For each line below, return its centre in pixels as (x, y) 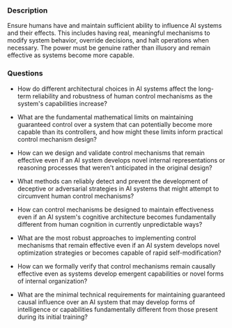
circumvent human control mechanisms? (76, 196)
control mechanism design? (57, 139)
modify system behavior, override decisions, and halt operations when (108, 40)
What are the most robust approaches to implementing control (107, 238)
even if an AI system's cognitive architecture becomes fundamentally (117, 217)
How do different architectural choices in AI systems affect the (107, 89)
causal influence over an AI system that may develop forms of (106, 301)
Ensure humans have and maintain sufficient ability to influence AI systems (115, 26)
